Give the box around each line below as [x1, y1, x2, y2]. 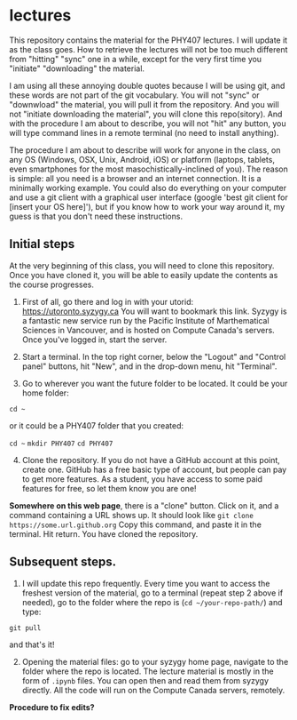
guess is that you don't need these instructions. [9, 211, 184, 221]
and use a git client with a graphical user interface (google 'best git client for [9, 192, 288, 203]
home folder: [21, 388, 69, 398]
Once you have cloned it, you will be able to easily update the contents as [9, 269, 278, 280]
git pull [9, 623, 42, 632]
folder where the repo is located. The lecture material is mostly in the [21, 666, 274, 676]
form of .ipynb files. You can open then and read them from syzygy [21, 675, 269, 685]
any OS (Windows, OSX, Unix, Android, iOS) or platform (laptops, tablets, [9, 154, 275, 164]
